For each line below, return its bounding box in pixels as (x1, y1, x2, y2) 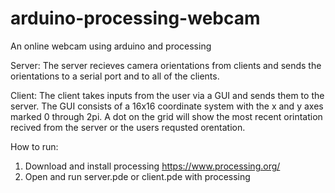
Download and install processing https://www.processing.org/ (24, 160, 281, 172)
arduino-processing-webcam (10, 7, 261, 30)
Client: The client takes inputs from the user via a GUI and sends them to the (10, 89, 325, 101)
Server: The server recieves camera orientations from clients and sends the (10, 59, 322, 71)
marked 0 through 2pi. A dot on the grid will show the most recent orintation (10, 110, 323, 122)
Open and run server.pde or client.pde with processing (24, 170, 251, 182)
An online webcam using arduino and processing (10, 40, 212, 52)
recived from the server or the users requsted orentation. (10, 121, 246, 133)
